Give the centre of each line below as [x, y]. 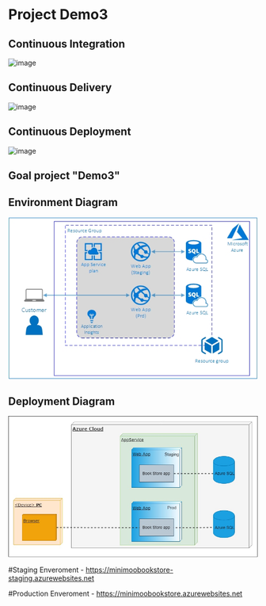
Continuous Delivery [60, 88]
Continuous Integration [66, 44]
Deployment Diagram [62, 401]
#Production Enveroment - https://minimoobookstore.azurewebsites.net [125, 593]
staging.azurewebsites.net [51, 578]
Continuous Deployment [70, 132]
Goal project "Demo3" [64, 176]
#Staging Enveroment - [46, 570]
